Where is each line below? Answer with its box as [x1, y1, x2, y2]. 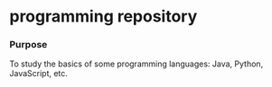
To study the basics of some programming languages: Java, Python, [9, 58, 264, 69]
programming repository [9, 6, 198, 27]
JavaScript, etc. [9, 68, 68, 79]
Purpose [9, 39, 48, 51]
